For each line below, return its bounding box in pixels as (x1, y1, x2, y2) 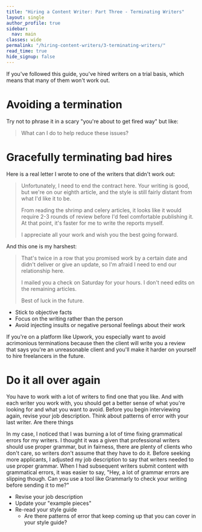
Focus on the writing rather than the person (14, 315, 124, 322)
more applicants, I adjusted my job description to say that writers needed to (6, 456, 194, 463)
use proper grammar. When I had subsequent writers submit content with (6, 462, 189, 470)
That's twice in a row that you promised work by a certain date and (21, 254, 188, 261)
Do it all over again (6, 373, 101, 387)
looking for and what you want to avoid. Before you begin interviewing (6, 406, 181, 413)
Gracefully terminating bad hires (6, 150, 173, 164)
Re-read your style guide (14, 506, 77, 513)
